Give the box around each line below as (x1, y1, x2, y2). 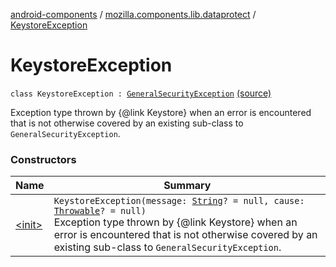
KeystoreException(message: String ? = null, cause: (53, 195, 305, 207)
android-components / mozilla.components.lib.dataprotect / (10, 9, 257, 20)
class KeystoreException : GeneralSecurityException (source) (10, 87, 272, 99)
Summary (163, 179, 212, 193)
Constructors (10, 152, 77, 166)
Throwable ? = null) (53, 205, 147, 217)
